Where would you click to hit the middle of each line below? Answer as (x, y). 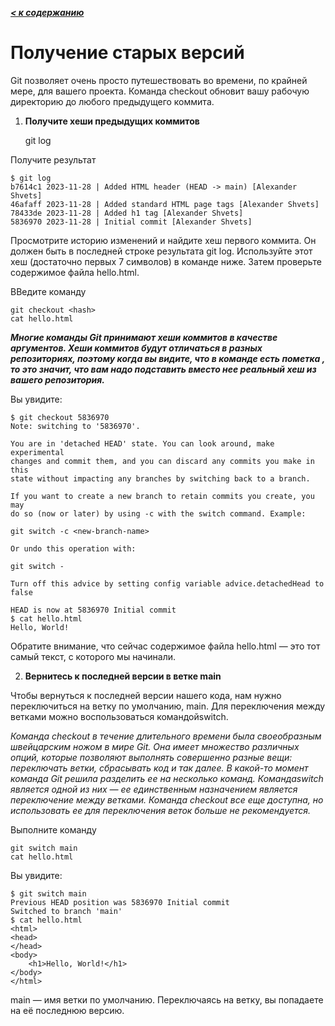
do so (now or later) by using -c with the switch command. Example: (158, 513)
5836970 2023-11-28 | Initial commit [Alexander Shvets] (131, 222)
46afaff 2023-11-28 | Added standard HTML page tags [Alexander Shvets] (165, 204)
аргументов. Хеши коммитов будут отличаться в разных (136, 348)
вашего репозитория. (57, 379)
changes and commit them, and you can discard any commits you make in (162, 461)
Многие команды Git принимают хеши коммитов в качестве (144, 337)
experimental (37, 452)
